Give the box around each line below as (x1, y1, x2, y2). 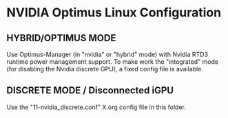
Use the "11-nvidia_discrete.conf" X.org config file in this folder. (6, 103, 187, 111)
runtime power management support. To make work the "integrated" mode (6, 58, 218, 66)
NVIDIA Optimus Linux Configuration (6, 5, 222, 21)
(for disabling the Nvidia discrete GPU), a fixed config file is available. (6, 65, 204, 73)
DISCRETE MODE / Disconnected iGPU (6, 84, 174, 97)
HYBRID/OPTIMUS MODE (6, 32, 116, 44)
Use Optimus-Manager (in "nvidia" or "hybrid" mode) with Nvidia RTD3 (6, 50, 208, 58)
